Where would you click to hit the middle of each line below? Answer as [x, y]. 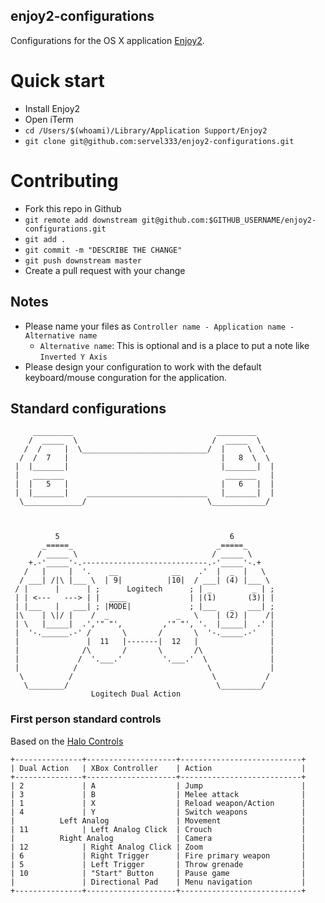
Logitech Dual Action [136, 694]
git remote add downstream [81, 220]
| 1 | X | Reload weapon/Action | [158, 803]
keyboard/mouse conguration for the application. [126, 377]
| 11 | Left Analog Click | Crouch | [158, 829]
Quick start [57, 81]
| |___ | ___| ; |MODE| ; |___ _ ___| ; [144, 607]
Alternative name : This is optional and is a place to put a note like [174, 345]
